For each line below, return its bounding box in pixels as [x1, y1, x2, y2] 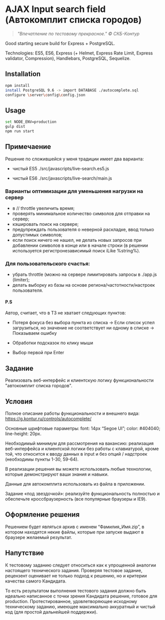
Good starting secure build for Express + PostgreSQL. [5, 40, 115, 46]
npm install [5, 83, 30, 88]
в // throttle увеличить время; [12, 205, 75, 211]
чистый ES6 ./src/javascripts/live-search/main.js [12, 175, 112, 181]
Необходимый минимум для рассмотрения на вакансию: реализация [5, 441, 154, 447]
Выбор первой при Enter [12, 350, 65, 356]
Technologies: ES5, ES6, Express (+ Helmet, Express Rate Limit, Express [5, 50, 153, 56]
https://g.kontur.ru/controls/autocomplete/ [5, 416, 92, 422]
